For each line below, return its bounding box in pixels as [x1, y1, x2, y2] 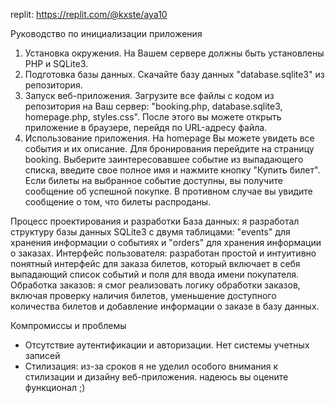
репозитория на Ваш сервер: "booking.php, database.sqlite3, [24, 100, 283, 112]
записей [24, 350, 61, 361]
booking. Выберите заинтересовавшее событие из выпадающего [24, 154, 304, 165]
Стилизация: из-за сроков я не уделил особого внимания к [24, 360, 279, 372]
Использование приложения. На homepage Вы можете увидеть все [24, 132, 315, 144]
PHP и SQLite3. [24, 58, 89, 69]
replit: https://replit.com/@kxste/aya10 [10, 9, 168, 20]
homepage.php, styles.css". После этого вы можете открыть [24, 111, 282, 123]
